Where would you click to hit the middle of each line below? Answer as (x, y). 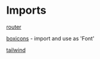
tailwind (16, 50)
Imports (26, 10)
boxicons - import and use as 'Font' (50, 38)
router (14, 27)
